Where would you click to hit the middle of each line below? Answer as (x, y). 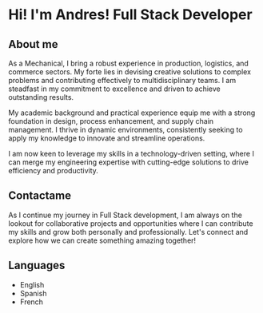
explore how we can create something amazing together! (102, 240)
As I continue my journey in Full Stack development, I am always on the (125, 215)
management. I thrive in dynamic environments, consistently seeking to (126, 130)
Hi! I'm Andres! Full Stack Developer (131, 15)
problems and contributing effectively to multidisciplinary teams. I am (122, 80)
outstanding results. (41, 97)
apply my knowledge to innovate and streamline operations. (107, 138)
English (32, 284)
